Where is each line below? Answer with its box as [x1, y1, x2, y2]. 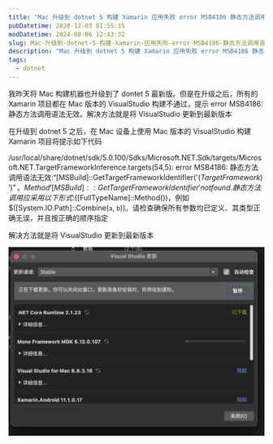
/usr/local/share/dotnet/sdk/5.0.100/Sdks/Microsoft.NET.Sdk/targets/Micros [8, 153, 262, 162]
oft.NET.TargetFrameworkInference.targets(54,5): [8, 162, 174, 172]
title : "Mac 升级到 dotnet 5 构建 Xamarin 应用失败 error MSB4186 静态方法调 [8, 13, 261, 21]
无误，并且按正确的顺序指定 [15, 213, 108, 222]
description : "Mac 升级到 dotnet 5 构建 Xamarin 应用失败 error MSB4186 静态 [8, 47, 265, 56]
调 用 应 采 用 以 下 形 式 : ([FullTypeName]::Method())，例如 [8, 192, 189, 202]
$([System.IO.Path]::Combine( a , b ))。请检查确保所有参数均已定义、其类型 [8, 203, 253, 213]
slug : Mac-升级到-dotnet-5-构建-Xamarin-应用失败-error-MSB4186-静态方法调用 [8, 39, 260, 47]
